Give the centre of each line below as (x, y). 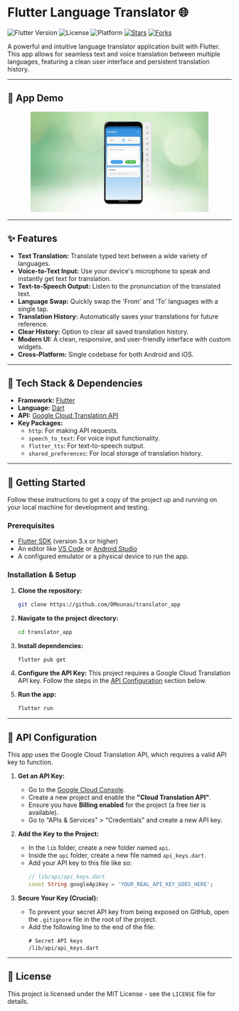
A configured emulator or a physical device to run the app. (103, 556)
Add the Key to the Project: (58, 834)
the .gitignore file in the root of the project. (92, 919)
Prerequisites (31, 526)
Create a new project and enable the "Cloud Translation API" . (119, 797)
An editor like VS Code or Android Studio (77, 549)
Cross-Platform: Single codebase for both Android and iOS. (106, 354)
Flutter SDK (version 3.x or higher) (68, 541)
